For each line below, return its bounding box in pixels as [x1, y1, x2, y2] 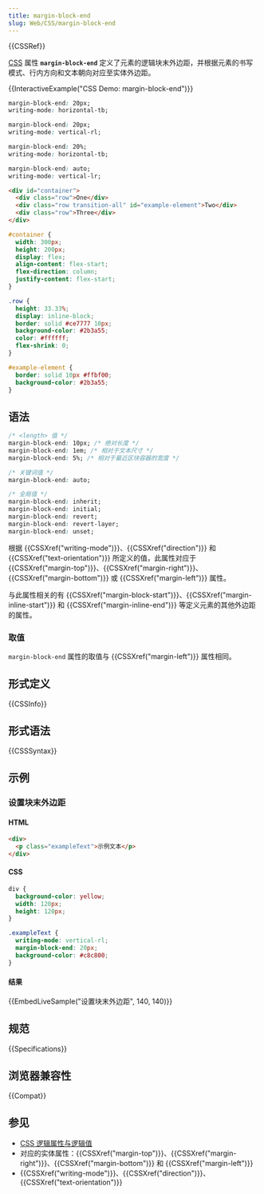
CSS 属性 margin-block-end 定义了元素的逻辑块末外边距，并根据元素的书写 [8, 58, 254, 67]
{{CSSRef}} [8, 41, 46, 50]
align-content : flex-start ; [15, 261, 109, 269]
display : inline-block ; [15, 312, 94, 320]
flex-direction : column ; [15, 268, 98, 276]
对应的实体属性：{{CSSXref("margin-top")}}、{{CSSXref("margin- [19, 1148, 237, 1158]
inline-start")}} [8, 600, 56, 609]
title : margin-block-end [8, 11, 91, 20]
